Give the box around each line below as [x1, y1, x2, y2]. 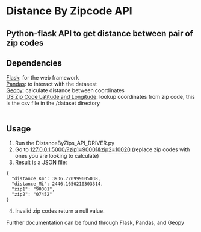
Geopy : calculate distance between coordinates [6, 87, 125, 94]
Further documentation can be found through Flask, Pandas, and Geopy [6, 219, 185, 227]
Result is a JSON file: [14, 158, 67, 166]
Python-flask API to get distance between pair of [6, 28, 194, 39]
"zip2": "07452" [11, 192, 52, 198]
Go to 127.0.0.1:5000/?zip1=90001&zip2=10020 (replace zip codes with [14, 146, 190, 153]
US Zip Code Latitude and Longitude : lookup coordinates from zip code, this [6, 93, 196, 101]
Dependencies [6, 58, 62, 68]
